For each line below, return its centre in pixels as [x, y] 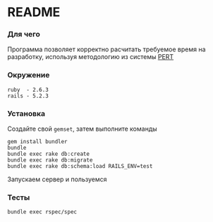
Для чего [24, 34]
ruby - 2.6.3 [28, 90]
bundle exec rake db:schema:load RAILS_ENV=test [80, 166]
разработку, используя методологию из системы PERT [91, 57]
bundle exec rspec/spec [42, 212]
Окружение [29, 75]
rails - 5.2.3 [28, 96]
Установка [26, 113]
